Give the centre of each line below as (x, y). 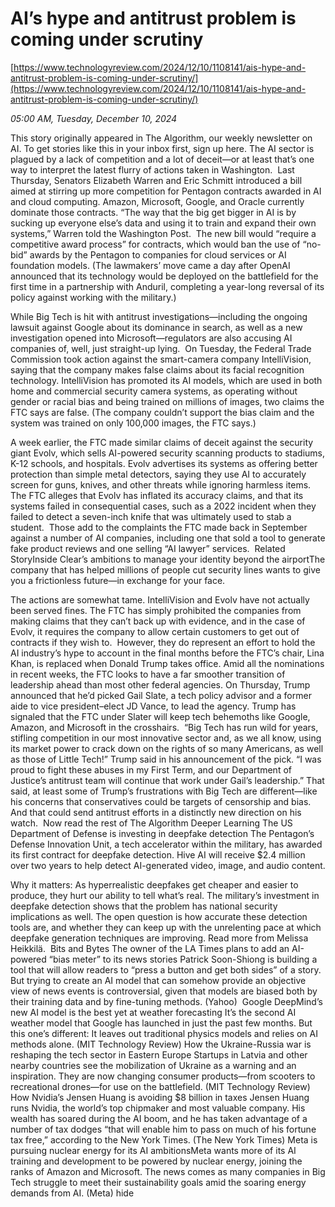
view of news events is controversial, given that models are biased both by (164, 991)
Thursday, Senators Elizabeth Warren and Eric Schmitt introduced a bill (156, 180)
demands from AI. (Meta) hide (72, 1193)
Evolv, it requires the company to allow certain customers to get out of (155, 631)
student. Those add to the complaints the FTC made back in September (159, 527)
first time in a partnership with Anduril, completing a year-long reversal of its (167, 286)
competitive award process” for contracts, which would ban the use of (155, 244)
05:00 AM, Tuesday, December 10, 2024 (94, 118)
